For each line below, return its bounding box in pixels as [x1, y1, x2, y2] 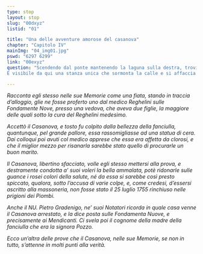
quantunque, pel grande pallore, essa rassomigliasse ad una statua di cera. [7, 129, 196, 136]
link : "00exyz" [7, 59, 45, 65]
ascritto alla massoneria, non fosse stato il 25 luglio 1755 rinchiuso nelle [7, 186, 186, 193]
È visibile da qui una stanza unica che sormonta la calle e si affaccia [7, 70, 196, 76]
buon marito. [7, 148, 39, 156]
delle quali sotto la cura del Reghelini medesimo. [7, 111, 128, 118]
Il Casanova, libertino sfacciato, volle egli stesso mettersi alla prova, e [7, 160, 181, 168]
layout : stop [7, 14, 40, 21]
